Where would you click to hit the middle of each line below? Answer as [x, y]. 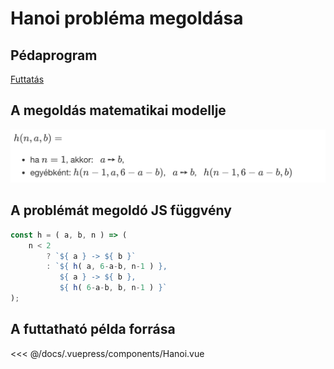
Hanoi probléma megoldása [127, 18]
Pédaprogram [54, 55]
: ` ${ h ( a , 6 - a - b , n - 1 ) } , [107, 267]
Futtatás [27, 79]
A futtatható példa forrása [93, 329]
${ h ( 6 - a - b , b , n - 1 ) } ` [113, 288]
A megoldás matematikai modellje [118, 110]
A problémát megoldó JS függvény [121, 210]
